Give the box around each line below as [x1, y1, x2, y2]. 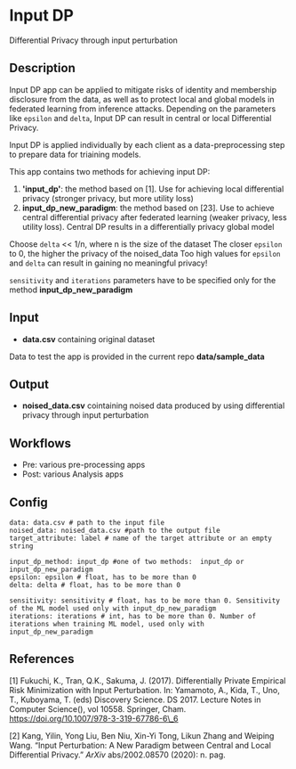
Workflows [9, 436, 71, 451]
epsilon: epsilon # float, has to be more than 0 [9, 573, 197, 582]
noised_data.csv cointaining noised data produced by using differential [21, 400, 285, 411]
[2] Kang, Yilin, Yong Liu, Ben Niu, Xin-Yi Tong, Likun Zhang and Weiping [9, 730, 275, 740]
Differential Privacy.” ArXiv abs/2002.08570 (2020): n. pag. [9, 749, 227, 760]
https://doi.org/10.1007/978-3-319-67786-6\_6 [9, 713, 180, 724]
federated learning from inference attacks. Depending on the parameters [9, 103, 276, 114]
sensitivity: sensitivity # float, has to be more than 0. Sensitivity [9, 596, 280, 605]
